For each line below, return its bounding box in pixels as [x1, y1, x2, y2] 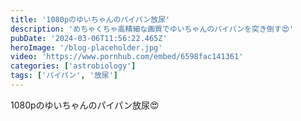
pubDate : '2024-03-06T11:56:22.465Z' [10, 33, 168, 43]
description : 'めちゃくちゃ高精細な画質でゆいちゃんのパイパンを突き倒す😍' [10, 24, 295, 34]
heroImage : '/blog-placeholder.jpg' [10, 42, 163, 53]
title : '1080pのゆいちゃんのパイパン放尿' [10, 14, 171, 25]
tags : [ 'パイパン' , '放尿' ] [10, 71, 119, 81]
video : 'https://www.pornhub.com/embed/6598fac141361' [10, 52, 244, 62]
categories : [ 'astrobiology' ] [10, 61, 137, 71]
